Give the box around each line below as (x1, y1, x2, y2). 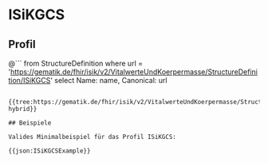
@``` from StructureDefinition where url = (8, 58, 144, 68)
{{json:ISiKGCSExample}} (8, 147, 91, 155)
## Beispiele (8, 119, 52, 127)
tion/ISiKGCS (8, 76, 51, 85)
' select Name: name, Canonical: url (50, 76, 167, 85)
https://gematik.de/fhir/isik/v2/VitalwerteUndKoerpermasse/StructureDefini (10, 67, 258, 77)
